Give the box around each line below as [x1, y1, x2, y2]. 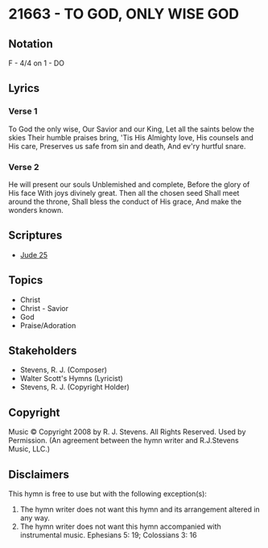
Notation [8, 37, 54, 51]
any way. [19, 513, 50, 523]
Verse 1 [8, 106, 38, 117]
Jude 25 [19, 250, 48, 259]
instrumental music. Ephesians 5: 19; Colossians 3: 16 [19, 530, 197, 540]
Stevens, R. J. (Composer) [19, 365, 107, 375]
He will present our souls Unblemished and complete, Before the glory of [8, 179, 250, 189]
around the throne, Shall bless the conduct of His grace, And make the [8, 197, 242, 206]
